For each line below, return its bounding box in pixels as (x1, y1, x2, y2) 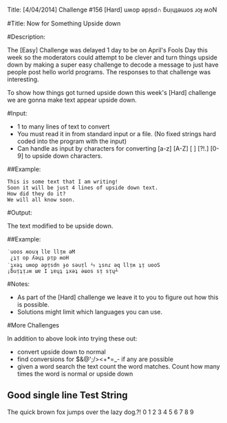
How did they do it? (7, 191, 67, 197)
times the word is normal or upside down (17, 370, 133, 378)
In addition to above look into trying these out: (7, 334, 138, 343)
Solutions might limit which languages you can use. (17, 308, 163, 316)
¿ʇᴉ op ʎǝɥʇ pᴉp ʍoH (10, 254, 69, 261)
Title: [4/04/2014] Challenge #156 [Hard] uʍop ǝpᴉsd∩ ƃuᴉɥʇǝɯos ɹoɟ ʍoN (7, 6, 217, 14)
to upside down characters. (25, 152, 103, 160)
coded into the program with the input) (17, 137, 127, 145)
